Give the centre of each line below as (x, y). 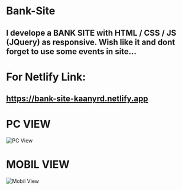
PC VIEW (29, 124)
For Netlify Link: (46, 77)
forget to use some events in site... (71, 51)
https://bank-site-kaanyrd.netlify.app (77, 99)
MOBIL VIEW (38, 165)
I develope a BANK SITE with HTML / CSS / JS (91, 33)
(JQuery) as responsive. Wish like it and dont (91, 42)
